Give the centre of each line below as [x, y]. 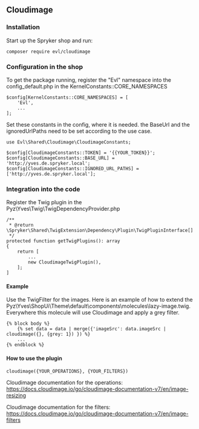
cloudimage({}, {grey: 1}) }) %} [48, 334]
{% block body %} [28, 324]
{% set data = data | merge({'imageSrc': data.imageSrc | [92, 329]
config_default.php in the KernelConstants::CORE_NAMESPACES [87, 86]
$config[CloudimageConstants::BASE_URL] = [60, 158]
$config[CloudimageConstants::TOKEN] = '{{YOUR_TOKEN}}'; [81, 153]
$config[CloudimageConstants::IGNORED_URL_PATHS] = [73, 168]
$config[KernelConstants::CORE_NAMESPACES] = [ [67, 97]
